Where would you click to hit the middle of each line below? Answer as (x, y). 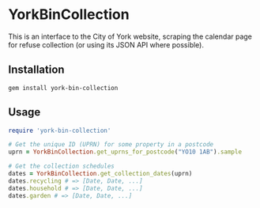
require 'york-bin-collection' (60, 130)
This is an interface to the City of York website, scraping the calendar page (130, 36)
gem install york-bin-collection (63, 88)
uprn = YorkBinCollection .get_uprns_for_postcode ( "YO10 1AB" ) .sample (125, 152)
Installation (36, 70)
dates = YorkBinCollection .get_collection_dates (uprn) (100, 174)
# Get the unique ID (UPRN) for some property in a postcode (111, 145)
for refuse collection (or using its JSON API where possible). (106, 44)
